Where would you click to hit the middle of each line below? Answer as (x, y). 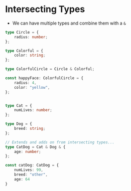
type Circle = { (22, 32)
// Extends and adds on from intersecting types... (60, 142)
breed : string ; (30, 129)
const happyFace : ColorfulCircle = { (44, 78)
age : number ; (28, 151)
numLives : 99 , (29, 170)
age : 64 (22, 179)
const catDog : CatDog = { (32, 165)
